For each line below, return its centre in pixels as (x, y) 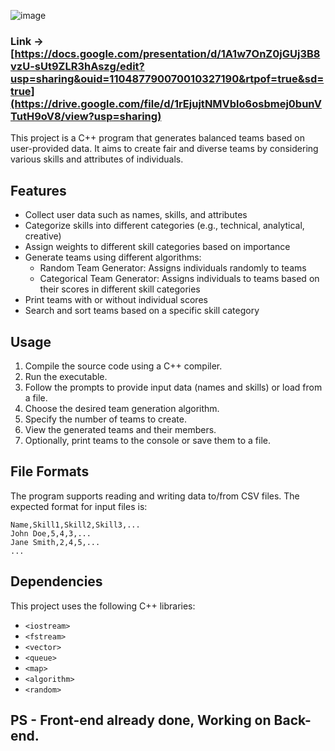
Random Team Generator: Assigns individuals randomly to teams (173, 268)
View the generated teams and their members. (120, 429)
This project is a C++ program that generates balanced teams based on (157, 138)
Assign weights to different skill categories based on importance (157, 247)
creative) (43, 236)
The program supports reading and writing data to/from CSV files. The (155, 496)
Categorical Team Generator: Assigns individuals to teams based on (179, 279)
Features (38, 190)
